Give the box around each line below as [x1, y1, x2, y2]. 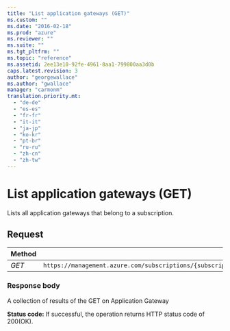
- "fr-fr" [13, 112, 41, 119]
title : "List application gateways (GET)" [7, 10, 130, 17]
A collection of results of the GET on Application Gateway [7, 296, 169, 305]
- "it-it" [13, 118, 41, 125]
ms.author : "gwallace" [7, 80, 72, 87]
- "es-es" [13, 106, 41, 112]
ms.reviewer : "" [7, 36, 53, 42]
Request [7, 229, 44, 241]
